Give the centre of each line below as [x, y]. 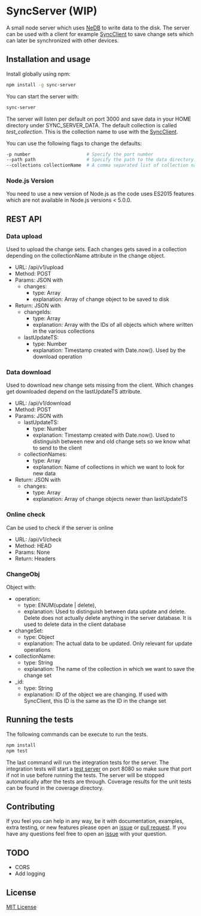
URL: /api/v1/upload [39, 267]
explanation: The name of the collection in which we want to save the [109, 669]
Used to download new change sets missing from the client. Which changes [100, 385]
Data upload [24, 236]
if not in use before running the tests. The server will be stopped [85, 775]
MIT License [22, 907]
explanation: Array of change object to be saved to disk [101, 299]
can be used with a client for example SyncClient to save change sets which [100, 34]
